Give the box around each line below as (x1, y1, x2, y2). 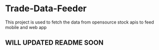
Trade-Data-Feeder (5, 3, 87, 14)
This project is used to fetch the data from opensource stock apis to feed (5, 19, 155, 25)
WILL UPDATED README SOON (5, 39, 104, 47)
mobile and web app (5, 24, 47, 30)
